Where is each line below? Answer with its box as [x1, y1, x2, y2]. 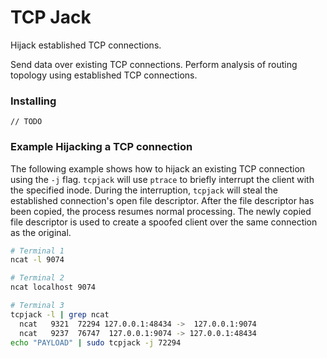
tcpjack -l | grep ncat [10, 309, 110, 320]
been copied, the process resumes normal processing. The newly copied [10, 205, 312, 217]
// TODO [10, 117, 43, 127]
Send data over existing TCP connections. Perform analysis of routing [10, 58, 298, 70]
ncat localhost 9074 [10, 282, 97, 293]
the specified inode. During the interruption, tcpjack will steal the [10, 184, 278, 196]
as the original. [10, 226, 72, 238]
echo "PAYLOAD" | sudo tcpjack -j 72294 [10, 337, 182, 348]
